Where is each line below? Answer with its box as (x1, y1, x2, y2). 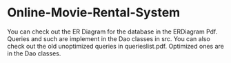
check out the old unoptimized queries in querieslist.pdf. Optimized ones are (7, 42, 224, 50)
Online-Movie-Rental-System (7, 5, 181, 21)
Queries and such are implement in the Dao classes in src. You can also (7, 34, 210, 42)
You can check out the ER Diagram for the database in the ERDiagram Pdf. (7, 27, 218, 36)
